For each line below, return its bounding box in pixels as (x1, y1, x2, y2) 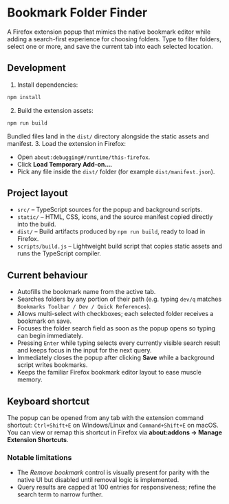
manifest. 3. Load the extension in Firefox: (7, 139, 126, 147)
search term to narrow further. (17, 490, 103, 498)
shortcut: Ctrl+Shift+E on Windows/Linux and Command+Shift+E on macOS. (7, 421, 219, 429)
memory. (17, 375, 43, 384)
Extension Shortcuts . (7, 435, 69, 443)
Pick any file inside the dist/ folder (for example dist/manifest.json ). (17, 167, 215, 176)
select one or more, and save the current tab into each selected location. (7, 42, 213, 50)
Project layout (7, 187, 69, 199)
